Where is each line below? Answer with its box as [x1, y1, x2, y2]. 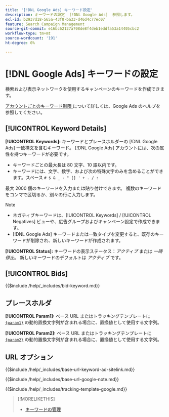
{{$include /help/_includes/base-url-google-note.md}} [5, 376, 119, 382]
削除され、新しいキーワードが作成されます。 [30, 237, 123, 243]
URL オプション [5, 353, 54, 361]
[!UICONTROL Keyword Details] [5, 124, 107, 133]
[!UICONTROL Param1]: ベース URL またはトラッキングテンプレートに [5, 313, 151, 319]
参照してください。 [5, 109, 46, 115]
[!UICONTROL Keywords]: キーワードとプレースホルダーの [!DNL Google [5, 138, 158, 144]
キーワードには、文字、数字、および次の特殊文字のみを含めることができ [12, 168, 163, 174]
